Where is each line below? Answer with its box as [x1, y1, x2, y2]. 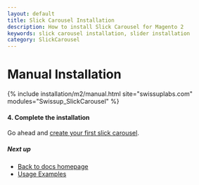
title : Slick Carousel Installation [7, 17, 115, 24]
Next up [7, 144, 31, 153]
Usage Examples [17, 170, 67, 179]
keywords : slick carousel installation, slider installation [7, 29, 191, 37]
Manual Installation [7, 67, 122, 83]
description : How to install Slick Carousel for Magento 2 [7, 23, 184, 30]
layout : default [7, 10, 55, 18]
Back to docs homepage [17, 163, 89, 171]
